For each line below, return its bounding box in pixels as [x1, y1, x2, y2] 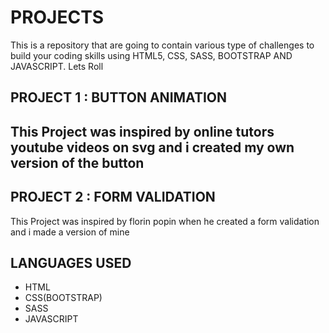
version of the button [10, 154, 145, 171]
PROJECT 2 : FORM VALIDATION [10, 189, 216, 206]
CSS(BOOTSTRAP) [24, 292, 103, 304]
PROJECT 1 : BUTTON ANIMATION [10, 89, 227, 106]
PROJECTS [10, 6, 105, 29]
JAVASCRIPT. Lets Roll [10, 60, 104, 72]
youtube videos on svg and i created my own [10, 139, 295, 156]
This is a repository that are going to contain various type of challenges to [10, 39, 315, 51]
